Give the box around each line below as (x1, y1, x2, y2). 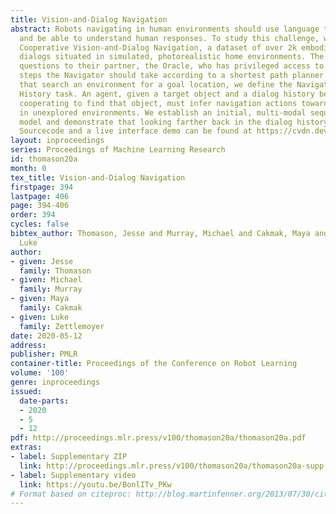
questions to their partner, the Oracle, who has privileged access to (19, 61, 325, 71)
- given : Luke (10, 312, 70, 322)
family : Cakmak (19, 303, 83, 313)
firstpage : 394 (10, 182, 74, 192)
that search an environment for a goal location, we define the (19, 80, 293, 90)
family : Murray (19, 284, 83, 295)
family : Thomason (19, 266, 92, 276)
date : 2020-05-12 (10, 331, 83, 341)
